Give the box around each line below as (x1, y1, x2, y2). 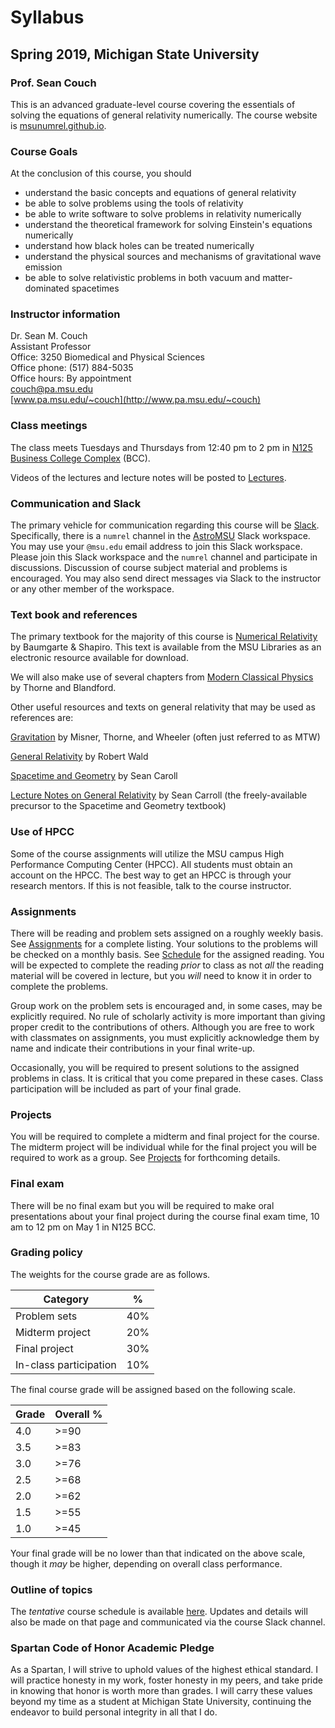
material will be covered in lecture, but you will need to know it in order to (10, 969, 312, 981)
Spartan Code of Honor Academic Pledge (10, 1641, 215, 1655)
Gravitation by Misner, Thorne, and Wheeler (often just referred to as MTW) (10, 731, 321, 743)
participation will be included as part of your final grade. (10, 1082, 242, 1095)
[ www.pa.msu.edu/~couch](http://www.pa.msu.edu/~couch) (10, 394, 262, 406)
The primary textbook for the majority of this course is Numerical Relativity (10, 631, 318, 643)
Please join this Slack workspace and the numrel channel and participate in (10, 551, 318, 563)
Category (43, 1292, 90, 1306)
